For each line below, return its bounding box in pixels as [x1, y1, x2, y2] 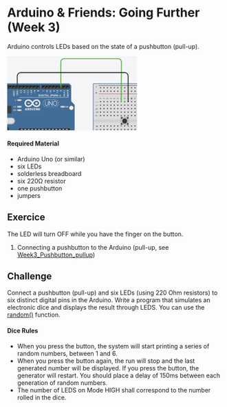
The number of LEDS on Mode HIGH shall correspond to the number [17, 386, 211, 394]
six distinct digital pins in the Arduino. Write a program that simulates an [7, 296, 211, 304]
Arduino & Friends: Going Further [7, 5, 200, 21]
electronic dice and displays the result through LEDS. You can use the [7, 304, 205, 312]
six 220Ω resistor [17, 177, 67, 185]
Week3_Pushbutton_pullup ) [17, 250, 96, 259]
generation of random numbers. [17, 378, 108, 387]
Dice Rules [7, 326, 39, 335]
